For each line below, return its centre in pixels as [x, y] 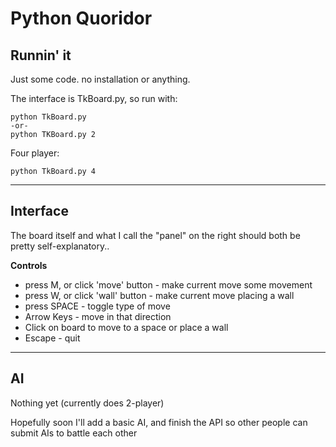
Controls [29, 265]
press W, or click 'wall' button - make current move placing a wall [159, 295]
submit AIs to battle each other [74, 433]
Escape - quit [52, 338]
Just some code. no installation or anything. [100, 79]
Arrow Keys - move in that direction [98, 316]
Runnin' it [41, 55]
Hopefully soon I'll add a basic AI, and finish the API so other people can [159, 422]
